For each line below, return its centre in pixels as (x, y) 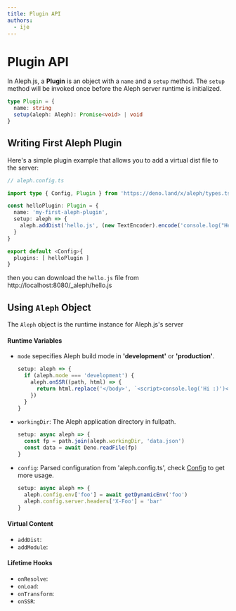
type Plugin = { (31, 102)
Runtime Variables (35, 340)
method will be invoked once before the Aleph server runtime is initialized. (114, 89)
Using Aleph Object (49, 307)
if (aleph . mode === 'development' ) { (79, 376)
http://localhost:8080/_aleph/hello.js (60, 285)
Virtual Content (31, 523)
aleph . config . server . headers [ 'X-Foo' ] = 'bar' (93, 501)
